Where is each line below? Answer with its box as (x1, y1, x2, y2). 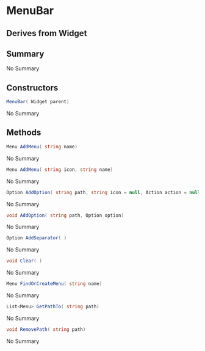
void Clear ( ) (6, 258, 43, 264)
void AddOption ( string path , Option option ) (6, 212, 124, 219)
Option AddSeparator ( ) (6, 235, 67, 241)
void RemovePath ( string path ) (6, 326, 86, 333)
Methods (6, 128, 41, 138)
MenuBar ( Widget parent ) (6, 99, 70, 105)
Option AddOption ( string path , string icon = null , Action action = (6, 189, 187, 195)
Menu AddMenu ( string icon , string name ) (6, 166, 113, 173)
